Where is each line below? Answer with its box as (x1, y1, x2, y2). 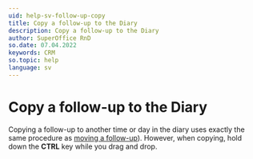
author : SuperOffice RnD (8, 34, 91, 42)
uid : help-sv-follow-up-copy (8, 11, 106, 20)
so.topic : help (8, 57, 59, 65)
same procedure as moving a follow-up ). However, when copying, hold (8, 133, 243, 142)
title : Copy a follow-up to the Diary (8, 19, 138, 27)
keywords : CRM (8, 49, 56, 57)
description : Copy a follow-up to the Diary (8, 26, 159, 34)
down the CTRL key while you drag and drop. (8, 141, 158, 151)
